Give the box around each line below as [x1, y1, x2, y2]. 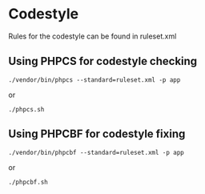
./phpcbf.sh [8, 178, 48, 186]
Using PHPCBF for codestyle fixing [8, 127, 186, 141]
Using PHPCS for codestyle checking [8, 55, 198, 68]
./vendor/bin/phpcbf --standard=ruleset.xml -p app [8, 148, 184, 156]
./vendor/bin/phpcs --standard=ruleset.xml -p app [8, 75, 181, 84]
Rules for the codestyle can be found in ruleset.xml [8, 31, 177, 41]
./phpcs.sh [8, 105, 45, 113]
